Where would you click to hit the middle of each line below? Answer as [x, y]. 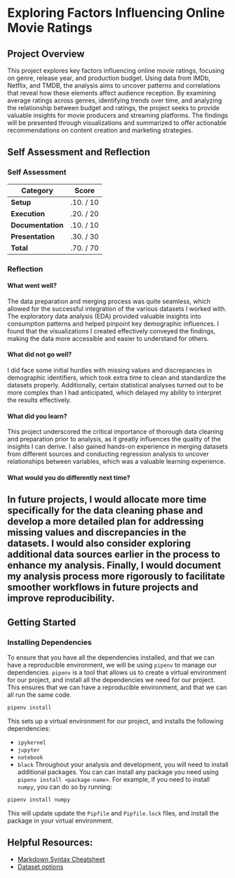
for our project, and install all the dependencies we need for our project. [111, 679]
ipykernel [32, 743]
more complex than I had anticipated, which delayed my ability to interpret [114, 393]
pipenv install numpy [39, 799]
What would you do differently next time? [69, 477]
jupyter [28, 750]
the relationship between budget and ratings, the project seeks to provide [113, 108]
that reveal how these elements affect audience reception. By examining [112, 93]
